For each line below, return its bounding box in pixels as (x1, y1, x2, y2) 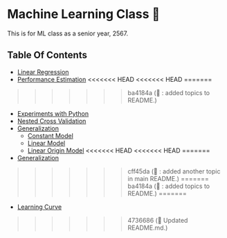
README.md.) (127, 223, 168, 232)
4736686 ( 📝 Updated (127, 216, 188, 224)
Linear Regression (17, 67, 69, 76)
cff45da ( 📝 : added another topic (127, 167, 221, 176)
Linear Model (27, 139, 66, 147)
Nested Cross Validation (17, 117, 87, 125)
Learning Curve (17, 203, 62, 211)
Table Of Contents (7, 49, 88, 61)
